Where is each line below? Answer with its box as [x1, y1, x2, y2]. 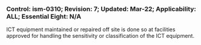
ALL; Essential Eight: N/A [6, 12, 82, 20]
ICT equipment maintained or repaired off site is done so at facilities [6, 26, 176, 33]
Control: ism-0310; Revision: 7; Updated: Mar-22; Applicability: [6, 5, 197, 13]
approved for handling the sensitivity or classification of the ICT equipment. [6, 32, 195, 40]
